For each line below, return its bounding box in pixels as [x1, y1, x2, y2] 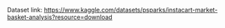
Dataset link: [7, 6, 43, 14]
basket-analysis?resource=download [7, 13, 112, 21]
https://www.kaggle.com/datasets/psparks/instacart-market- [43, 6, 218, 14]
